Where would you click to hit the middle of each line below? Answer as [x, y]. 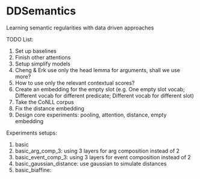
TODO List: [20, 39]
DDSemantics [41, 11]
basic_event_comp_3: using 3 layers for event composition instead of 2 [103, 157]
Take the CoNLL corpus [44, 102]
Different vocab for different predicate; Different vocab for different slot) [105, 96]
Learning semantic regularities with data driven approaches [80, 28]
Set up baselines [36, 51]
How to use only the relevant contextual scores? [75, 83]
